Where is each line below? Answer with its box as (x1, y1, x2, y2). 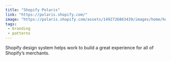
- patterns (7, 31, 31, 36)
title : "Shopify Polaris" (5, 7, 60, 13)
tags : (5, 21, 17, 27)
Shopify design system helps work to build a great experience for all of (5, 45, 154, 50)
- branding (7, 26, 31, 31)
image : (5, 17, 19, 22)
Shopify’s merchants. (5, 50, 50, 56)
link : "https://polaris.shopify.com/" (5, 12, 88, 17)
